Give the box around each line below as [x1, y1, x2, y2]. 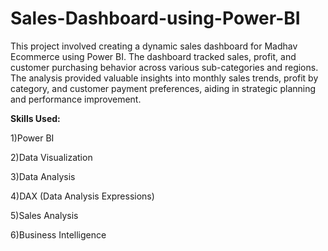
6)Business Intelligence [10, 228, 107, 241]
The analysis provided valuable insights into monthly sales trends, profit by [10, 72, 319, 84]
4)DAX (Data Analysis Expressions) [10, 190, 155, 202]
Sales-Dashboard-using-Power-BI [10, 7, 301, 30]
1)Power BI [10, 132, 55, 144]
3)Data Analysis [10, 170, 76, 182]
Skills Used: [10, 112, 61, 124]
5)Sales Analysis [10, 209, 79, 221]
